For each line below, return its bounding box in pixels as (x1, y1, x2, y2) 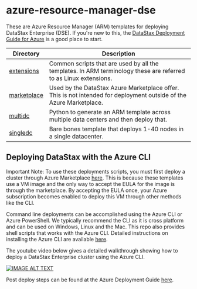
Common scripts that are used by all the (49, 59, 159, 68)
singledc (9, 128, 33, 137)
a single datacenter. (49, 132, 104, 140)
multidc (9, 111, 30, 119)
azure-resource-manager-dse (6, 4, 157, 17)
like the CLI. (6, 199, 35, 206)
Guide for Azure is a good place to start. (6, 35, 103, 42)
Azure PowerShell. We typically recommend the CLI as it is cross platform (6, 217, 184, 224)
